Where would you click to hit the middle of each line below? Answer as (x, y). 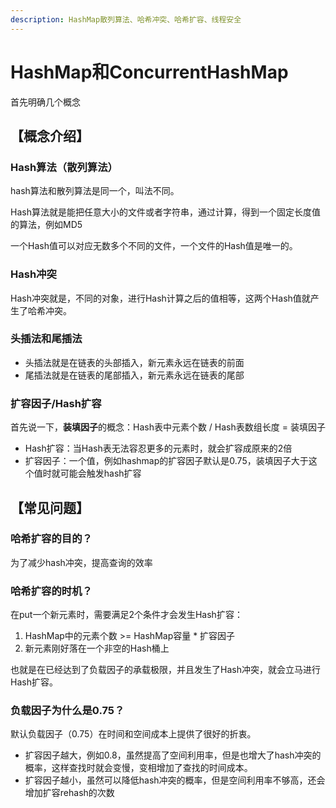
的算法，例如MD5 (46, 225)
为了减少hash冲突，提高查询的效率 (81, 562)
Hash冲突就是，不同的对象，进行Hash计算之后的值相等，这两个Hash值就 (160, 298)
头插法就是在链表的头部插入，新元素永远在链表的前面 (134, 362)
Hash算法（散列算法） (64, 167)
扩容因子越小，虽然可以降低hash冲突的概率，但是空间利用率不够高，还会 (175, 780)
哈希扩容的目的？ (51, 539)
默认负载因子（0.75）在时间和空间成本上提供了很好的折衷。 (133, 734)
